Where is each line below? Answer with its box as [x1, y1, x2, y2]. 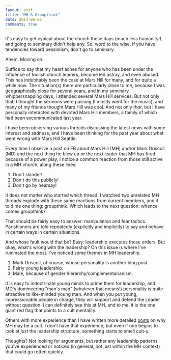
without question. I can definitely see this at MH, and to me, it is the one [5, 302, 156, 308]
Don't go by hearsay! [12, 182, 57, 188]
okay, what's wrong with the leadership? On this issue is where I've [5, 244, 146, 251]
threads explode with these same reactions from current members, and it [5, 198, 159, 204]
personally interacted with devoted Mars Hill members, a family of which [5, 109, 157, 116]
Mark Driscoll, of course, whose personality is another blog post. [12, 260, 149, 266]
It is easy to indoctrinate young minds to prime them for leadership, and [5, 281, 155, 287]
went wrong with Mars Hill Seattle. [5, 135, 77, 142]
